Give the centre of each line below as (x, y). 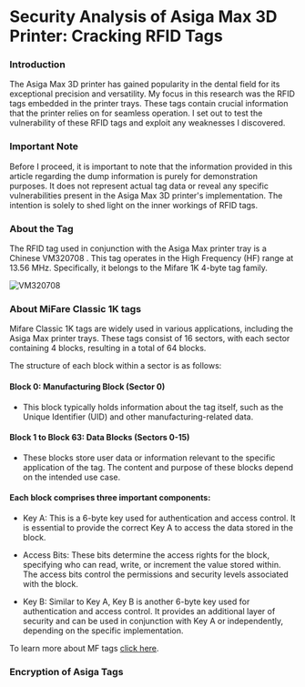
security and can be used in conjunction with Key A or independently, (153, 621)
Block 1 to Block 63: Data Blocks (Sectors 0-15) (100, 438)
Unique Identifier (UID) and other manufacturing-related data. (138, 417)
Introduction (37, 65)
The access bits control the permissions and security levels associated (155, 574)
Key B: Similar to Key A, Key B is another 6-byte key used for (136, 601)
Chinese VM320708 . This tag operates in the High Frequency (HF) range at (152, 258)
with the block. (51, 583)
